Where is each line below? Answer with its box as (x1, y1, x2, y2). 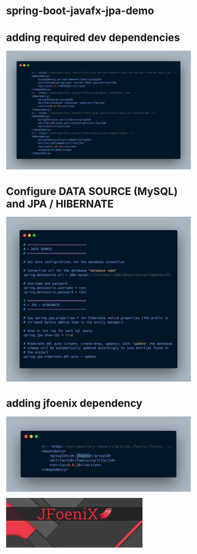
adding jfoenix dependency (6, 397, 142, 409)
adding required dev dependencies (6, 31, 181, 45)
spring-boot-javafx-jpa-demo (6, 4, 154, 18)
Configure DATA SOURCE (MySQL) (6, 184, 178, 198)
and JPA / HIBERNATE (6, 197, 114, 210)
